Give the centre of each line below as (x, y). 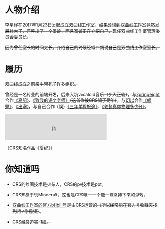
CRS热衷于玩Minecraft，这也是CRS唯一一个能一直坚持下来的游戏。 (80, 195)
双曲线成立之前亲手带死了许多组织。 (42, 84)
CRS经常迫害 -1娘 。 (31, 222)
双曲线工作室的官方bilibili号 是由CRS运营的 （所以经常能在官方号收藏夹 (82, 205)
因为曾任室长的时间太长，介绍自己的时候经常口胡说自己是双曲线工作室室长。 (82, 47)
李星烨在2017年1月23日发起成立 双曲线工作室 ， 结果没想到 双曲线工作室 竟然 (80, 25)
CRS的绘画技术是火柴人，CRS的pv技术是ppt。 (59, 184)
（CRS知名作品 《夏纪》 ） (30, 148)
